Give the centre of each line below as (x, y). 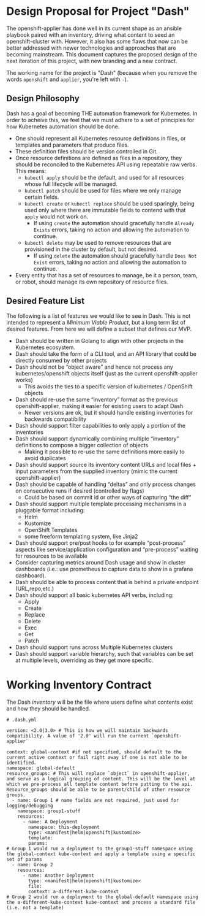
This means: (31, 171)
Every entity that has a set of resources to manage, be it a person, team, (106, 275)
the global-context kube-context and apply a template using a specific (101, 854)
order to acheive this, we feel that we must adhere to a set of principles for (100, 120)
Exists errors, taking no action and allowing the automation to (111, 229)
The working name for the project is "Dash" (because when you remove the (102, 72)
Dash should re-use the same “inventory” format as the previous (96, 399)
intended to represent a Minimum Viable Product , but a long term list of (96, 322)
